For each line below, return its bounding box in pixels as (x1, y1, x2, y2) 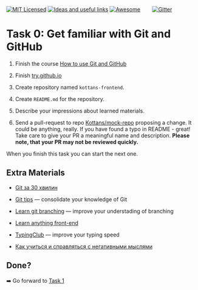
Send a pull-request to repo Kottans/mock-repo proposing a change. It (15, 119, 192, 126)
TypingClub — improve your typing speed (15, 231, 120, 238)
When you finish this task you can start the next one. (6, 150, 138, 157)
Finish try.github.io (15, 72, 62, 79)
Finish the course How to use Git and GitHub (15, 60, 127, 67)
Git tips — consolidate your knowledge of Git (15, 195, 128, 203)
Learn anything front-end (15, 219, 79, 226)
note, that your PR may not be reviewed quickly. (15, 138, 138, 145)
